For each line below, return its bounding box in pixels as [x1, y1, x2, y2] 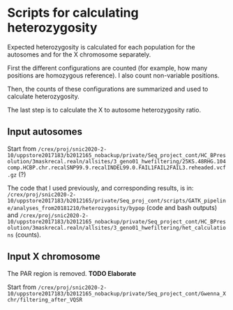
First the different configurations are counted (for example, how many [7, 64, 208, 72]
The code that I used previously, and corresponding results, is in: [7, 184, 194, 192]
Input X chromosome [7, 251, 101, 263]
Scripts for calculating [7, 5, 139, 21]
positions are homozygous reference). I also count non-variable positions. [7, 71, 220, 80]
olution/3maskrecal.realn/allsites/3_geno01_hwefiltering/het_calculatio [7, 224, 227, 231]
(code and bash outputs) [146, 203, 218, 212]
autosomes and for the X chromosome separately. [7, 50, 151, 59]
